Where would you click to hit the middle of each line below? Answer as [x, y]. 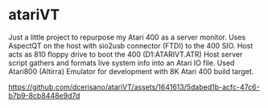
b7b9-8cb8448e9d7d [44, 95]
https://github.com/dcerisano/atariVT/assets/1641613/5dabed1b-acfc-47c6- [134, 87]
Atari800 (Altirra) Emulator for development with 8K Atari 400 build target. [131, 71]
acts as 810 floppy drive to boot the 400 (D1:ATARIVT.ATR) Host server [126, 54]
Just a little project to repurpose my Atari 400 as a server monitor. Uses [127, 37]
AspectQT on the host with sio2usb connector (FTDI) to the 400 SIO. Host [131, 45]
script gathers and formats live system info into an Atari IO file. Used [122, 63]
